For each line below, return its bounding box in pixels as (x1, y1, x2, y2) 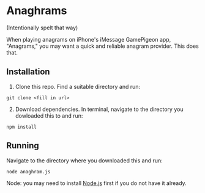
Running (6, 140, 40, 151)
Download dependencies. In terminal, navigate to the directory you (15, 105, 184, 113)
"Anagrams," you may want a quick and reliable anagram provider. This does (6, 42, 199, 50)
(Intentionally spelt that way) (6, 24, 78, 31)
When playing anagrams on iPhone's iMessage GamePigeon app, (6, 36, 171, 43)
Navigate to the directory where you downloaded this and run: (6, 157, 163, 164)
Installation (6, 67, 50, 77)
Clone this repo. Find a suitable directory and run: (15, 83, 141, 90)
